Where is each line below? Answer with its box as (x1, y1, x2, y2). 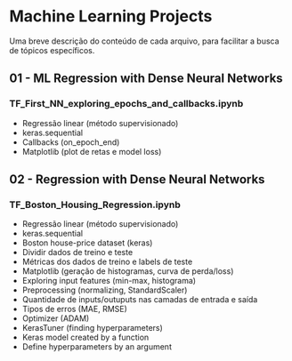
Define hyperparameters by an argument (21, 341, 172, 352)
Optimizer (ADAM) (21, 313, 90, 324)
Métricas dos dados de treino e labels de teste (21, 256, 193, 268)
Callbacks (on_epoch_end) (21, 136, 120, 148)
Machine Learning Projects (9, 6, 213, 27)
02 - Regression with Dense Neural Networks (9, 172, 265, 188)
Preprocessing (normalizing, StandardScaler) (21, 285, 188, 295)
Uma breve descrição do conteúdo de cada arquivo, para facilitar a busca (9, 36, 280, 46)
